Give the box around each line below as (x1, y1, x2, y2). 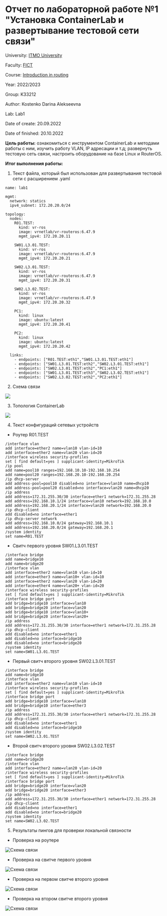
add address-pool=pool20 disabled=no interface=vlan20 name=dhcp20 (5, 485, 149, 490)
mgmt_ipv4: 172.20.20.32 (18, 299, 71, 305)
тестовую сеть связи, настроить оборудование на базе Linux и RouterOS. (5, 150, 162, 157)
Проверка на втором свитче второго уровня (12, 895, 108, 901)
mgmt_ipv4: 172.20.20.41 (18, 322, 71, 327)
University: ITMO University (5, 52, 63, 58)
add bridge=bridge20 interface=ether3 (5, 788, 86, 793)
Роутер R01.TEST (12, 431, 49, 437)
